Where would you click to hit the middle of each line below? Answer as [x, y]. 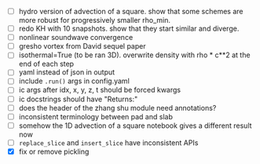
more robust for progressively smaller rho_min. [94, 20]
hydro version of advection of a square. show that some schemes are [131, 11]
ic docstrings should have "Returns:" [78, 99]
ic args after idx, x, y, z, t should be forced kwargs [100, 90]
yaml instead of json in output [67, 72]
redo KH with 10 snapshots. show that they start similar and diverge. [129, 29]
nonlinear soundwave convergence [76, 38]
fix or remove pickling [54, 151]
